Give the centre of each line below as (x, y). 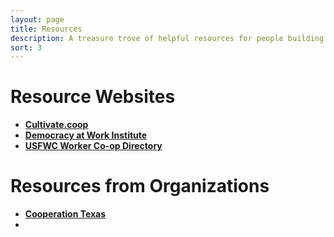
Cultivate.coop (56, 125)
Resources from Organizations (140, 186)
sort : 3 (26, 47)
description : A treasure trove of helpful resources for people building (167, 38)
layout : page (37, 19)
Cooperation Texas (65, 214)
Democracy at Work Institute (86, 135)
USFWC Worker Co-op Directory (93, 146)
